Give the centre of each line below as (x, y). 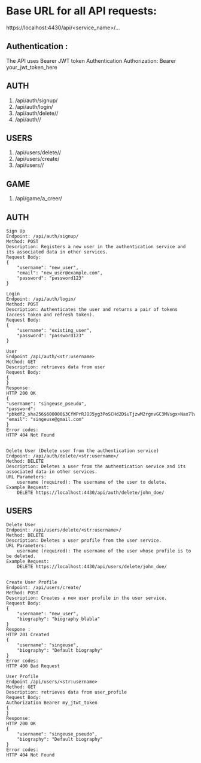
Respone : (19, 629)
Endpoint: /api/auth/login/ (41, 299)
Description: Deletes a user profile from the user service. (84, 540)
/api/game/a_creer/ (39, 199)
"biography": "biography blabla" (59, 619)
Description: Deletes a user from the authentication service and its (96, 466)
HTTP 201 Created (28, 634)
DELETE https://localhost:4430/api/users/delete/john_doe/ (92, 566)
